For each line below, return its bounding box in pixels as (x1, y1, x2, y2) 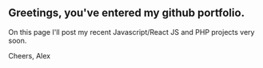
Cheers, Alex (8, 51, 50, 60)
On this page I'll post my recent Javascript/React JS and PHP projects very (8, 27, 255, 36)
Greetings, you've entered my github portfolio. (8, 6, 245, 20)
